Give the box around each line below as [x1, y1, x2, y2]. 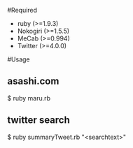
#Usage [7, 55, 30, 64]
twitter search [7, 114, 70, 126]
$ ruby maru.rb [7, 94, 51, 102]
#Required [7, 6, 37, 14]
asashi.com [7, 75, 59, 87]
